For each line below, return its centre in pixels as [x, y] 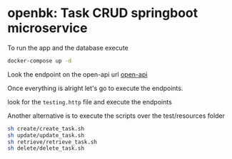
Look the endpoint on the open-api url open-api [77, 74]
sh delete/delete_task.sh [46, 148]
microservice [47, 28]
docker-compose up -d [40, 61]
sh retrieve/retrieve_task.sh [52, 142]
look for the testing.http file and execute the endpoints [90, 102]
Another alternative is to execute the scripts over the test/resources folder [116, 116]
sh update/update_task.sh [46, 135]
